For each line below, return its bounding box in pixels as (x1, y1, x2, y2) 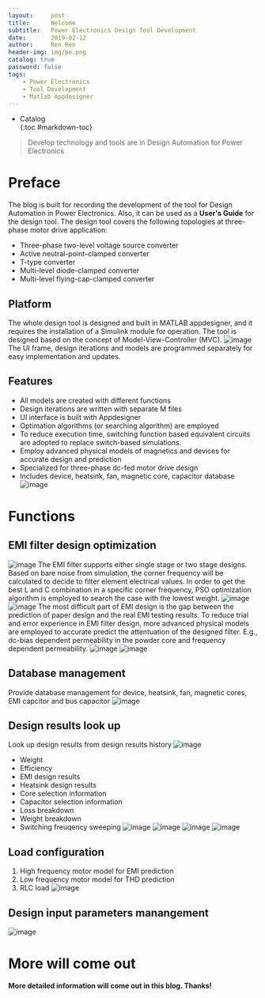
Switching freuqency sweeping (19, 822, 121, 832)
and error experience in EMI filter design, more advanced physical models (8, 618, 249, 628)
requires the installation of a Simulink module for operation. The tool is (8, 327, 237, 336)
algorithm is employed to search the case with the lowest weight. (8, 593, 220, 603)
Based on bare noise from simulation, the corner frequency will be (8, 568, 224, 577)
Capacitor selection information (19, 797, 123, 807)
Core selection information (19, 788, 107, 799)
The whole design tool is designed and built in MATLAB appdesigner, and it (8, 318, 253, 327)
